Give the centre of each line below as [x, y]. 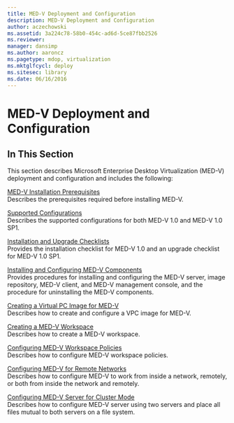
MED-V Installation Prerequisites [53, 192]
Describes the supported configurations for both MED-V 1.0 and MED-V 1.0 [115, 221]
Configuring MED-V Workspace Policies [65, 348]
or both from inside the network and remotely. [73, 384]
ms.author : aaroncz [36, 53]
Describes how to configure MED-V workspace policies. [88, 355]
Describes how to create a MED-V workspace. [74, 334]
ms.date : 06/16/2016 [37, 79]
